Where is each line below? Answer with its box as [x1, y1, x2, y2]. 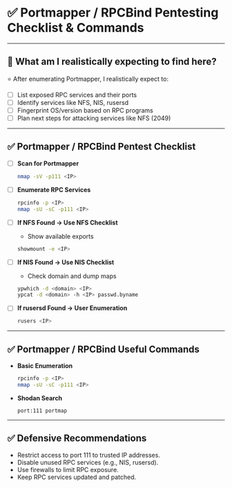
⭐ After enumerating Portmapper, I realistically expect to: [7, 75, 169, 83]
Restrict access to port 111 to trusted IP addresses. [17, 451, 161, 459]
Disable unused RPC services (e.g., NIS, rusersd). [17, 458, 159, 467]
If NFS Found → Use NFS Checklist [17, 218, 119, 226]
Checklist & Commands [7, 20, 144, 36]
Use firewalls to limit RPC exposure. [17, 465, 119, 474]
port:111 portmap [17, 407, 68, 414]
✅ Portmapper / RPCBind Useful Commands [7, 343, 200, 355]
